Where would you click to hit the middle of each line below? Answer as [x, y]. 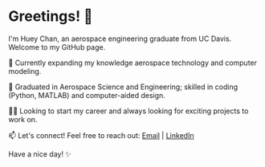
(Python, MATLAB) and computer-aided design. [87, 95]
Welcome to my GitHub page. [57, 47]
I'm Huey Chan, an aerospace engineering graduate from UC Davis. [120, 39]
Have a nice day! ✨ [40, 154]
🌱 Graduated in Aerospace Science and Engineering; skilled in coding [123, 87]
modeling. [25, 71]
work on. [23, 119]
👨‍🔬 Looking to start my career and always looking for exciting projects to [128, 111]
